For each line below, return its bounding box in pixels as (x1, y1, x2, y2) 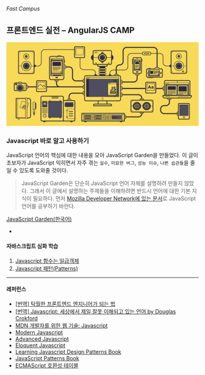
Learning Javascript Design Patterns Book (15, 348, 121, 356)
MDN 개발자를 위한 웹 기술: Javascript (15, 321, 108, 329)
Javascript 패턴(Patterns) (15, 265, 78, 272)
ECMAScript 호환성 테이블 (15, 362, 79, 369)
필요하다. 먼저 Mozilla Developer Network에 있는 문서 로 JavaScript (32, 195, 196, 202)
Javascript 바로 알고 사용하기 (6, 137, 90, 145)
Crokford (15, 314, 38, 322)
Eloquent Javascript (15, 342, 66, 349)
